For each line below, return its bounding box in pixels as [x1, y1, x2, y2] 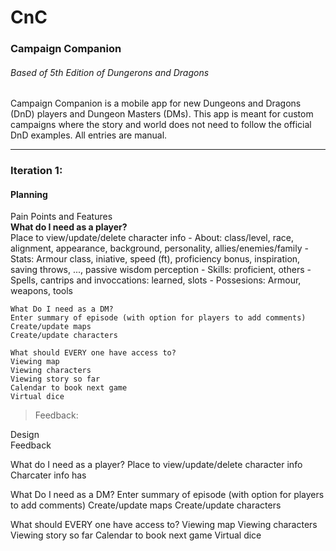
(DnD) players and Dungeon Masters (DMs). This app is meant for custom [10, 108, 314, 120]
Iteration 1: [10, 164, 63, 178]
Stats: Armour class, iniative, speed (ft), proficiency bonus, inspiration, [10, 253, 301, 265]
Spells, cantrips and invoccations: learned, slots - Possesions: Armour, [10, 274, 302, 286]
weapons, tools [10, 285, 73, 297]
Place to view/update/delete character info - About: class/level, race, [10, 232, 294, 244]
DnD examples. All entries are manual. [10, 129, 168, 141]
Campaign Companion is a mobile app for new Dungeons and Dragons [10, 97, 302, 110]
